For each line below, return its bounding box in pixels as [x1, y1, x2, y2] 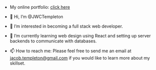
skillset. [9, 60, 26, 66]
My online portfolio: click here [9, 4, 70, 10]
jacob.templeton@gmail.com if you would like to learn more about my [9, 55, 150, 61]
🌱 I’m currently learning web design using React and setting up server [9, 33, 151, 38]
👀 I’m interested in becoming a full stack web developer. [9, 23, 123, 29]
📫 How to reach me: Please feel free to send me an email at [9, 48, 131, 54]
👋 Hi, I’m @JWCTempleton [9, 14, 64, 19]
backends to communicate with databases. [9, 38, 97, 44]
